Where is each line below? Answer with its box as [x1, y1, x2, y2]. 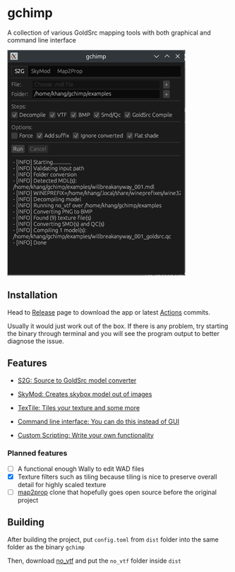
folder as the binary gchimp [7, 542, 85, 551]
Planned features [7, 448, 68, 458]
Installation [7, 289, 58, 301]
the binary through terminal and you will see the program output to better [7, 329, 220, 337]
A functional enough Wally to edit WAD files [17, 465, 145, 473]
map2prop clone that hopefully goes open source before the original [17, 488, 217, 496]
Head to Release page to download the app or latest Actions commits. [7, 308, 210, 316]
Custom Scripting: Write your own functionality [17, 431, 154, 439]
